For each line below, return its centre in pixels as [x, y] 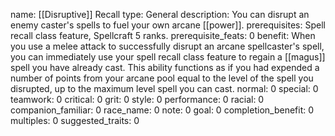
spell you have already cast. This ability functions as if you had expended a [165, 67]
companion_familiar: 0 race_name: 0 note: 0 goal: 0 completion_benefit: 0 [162, 110]
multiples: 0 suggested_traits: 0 [75, 120]
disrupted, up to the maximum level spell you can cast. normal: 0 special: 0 [164, 88]
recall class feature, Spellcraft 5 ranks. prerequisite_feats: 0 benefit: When [163, 35]
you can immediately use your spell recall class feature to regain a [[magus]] [168, 57]
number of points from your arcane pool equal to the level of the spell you [162, 78]
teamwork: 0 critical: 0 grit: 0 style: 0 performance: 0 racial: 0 [137, 99]
